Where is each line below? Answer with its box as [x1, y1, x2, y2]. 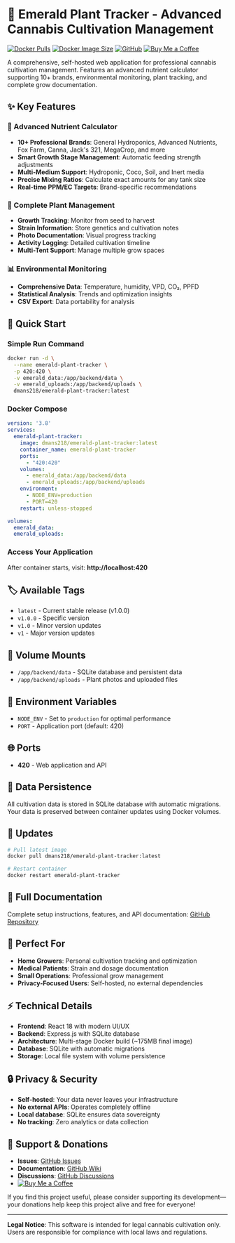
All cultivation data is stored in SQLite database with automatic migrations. [7, 800, 222, 808]
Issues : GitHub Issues [17, 1157, 82, 1165]
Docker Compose [7, 404, 68, 414]
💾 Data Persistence [7, 781, 92, 793]
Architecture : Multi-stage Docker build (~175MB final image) [17, 1037, 193, 1046]
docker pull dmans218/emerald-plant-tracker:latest [7, 853, 161, 860]
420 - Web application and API [17, 761, 107, 769]
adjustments [17, 160, 54, 169]
